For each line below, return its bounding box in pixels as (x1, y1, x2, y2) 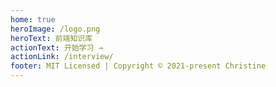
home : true (10, 14, 56, 25)
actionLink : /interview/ (10, 52, 114, 62)
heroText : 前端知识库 (10, 33, 93, 43)
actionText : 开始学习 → (10, 42, 103, 53)
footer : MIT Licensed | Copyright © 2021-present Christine (10, 61, 267, 71)
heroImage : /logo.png (10, 24, 101, 34)
